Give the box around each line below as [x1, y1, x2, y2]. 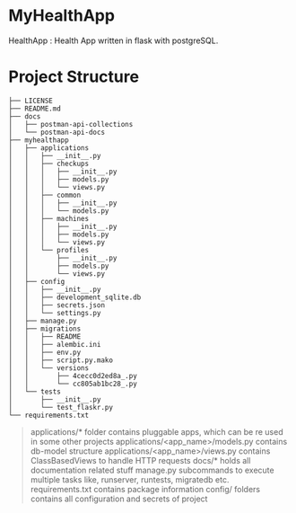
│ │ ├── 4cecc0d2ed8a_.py [8, 371, 138, 380]
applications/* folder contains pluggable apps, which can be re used [30, 426, 283, 437]
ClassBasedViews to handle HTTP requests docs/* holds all [30, 455, 251, 465]
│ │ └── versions [8, 363, 90, 373]
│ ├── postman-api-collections [8, 119, 134, 128]
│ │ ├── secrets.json [8, 300, 105, 310]
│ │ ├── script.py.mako [8, 356, 114, 365]
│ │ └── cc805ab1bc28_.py [8, 379, 138, 388]
